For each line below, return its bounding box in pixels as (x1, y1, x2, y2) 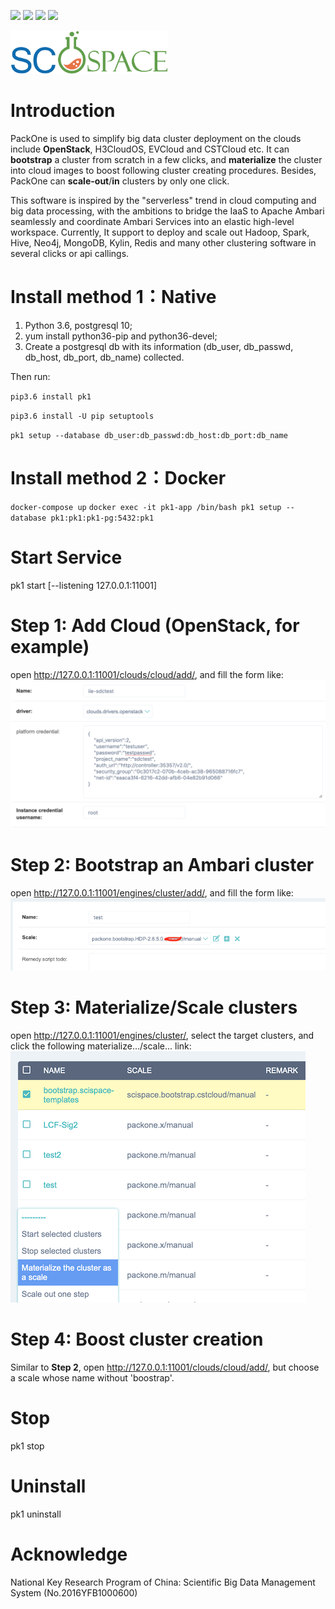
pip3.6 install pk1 (10, 391, 92, 402)
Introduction (10, 100, 116, 122)
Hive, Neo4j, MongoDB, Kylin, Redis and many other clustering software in (10, 236, 317, 249)
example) (10, 635, 90, 658)
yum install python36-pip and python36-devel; (24, 330, 218, 342)
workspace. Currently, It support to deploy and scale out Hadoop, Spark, (10, 226, 310, 238)
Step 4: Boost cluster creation (10, 1328, 264, 1351)
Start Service (10, 546, 123, 569)
